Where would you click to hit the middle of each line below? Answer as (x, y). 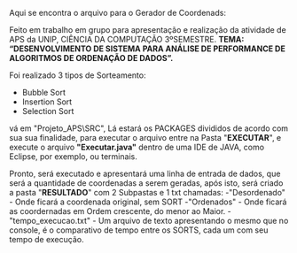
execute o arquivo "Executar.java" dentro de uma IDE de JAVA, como (137, 147)
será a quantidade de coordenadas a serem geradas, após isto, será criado (146, 183)
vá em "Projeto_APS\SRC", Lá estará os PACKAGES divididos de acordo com (149, 128)
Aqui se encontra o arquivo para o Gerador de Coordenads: (117, 13)
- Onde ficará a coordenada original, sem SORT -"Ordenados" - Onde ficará (148, 202)
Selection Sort (48, 111)
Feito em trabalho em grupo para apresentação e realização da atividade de (148, 30)
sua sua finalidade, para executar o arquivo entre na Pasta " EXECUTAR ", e (145, 138)
